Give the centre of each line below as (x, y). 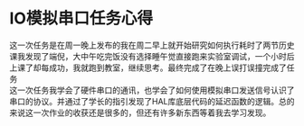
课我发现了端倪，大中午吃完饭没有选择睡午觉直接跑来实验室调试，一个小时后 (152, 56)
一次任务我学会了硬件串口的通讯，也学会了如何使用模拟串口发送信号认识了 (156, 90)
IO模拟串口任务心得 (81, 18)
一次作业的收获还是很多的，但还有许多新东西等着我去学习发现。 (152, 112)
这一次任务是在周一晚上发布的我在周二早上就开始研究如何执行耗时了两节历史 (152, 45)
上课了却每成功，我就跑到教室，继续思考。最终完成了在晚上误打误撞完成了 (148, 67)
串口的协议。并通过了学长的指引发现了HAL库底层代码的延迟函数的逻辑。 (144, 101)
